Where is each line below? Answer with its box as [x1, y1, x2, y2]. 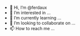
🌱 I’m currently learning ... [9, 15, 62, 20]
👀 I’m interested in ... [9, 10, 51, 16]
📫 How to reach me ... [9, 26, 55, 31]
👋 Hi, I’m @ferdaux [9, 5, 47, 10]
